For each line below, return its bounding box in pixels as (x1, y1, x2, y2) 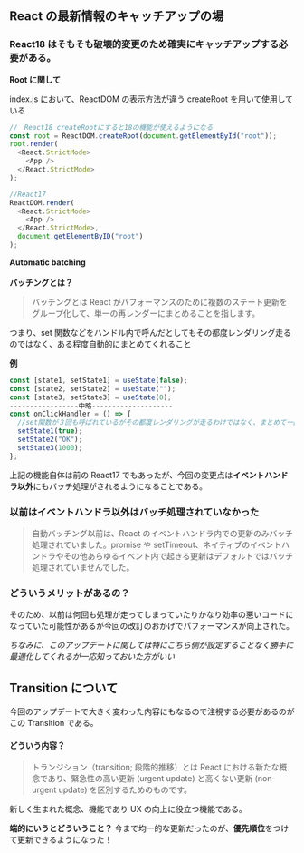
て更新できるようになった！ (9, 834, 113, 846)
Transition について (9, 680, 119, 696)
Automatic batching (9, 257, 86, 268)
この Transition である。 (9, 718, 99, 729)
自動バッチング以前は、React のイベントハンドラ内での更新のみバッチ (31, 527, 294, 538)
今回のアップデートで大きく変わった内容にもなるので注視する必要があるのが (9, 706, 295, 717)
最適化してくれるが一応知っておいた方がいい (9, 652, 176, 662)
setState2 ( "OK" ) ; (17, 435, 83, 445)
